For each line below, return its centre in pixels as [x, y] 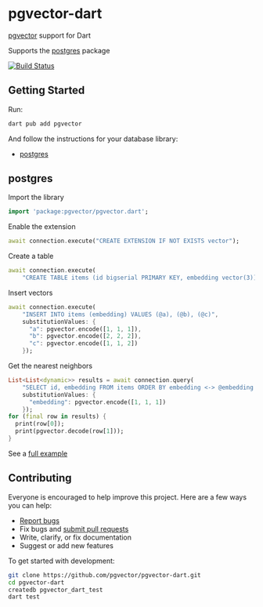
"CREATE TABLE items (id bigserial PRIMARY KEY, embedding [121, 278]
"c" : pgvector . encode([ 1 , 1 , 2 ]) [83, 343]
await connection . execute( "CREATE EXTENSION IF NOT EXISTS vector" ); [124, 241]
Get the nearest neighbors [50, 366]
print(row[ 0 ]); [40, 424]
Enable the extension [42, 227]
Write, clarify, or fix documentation [75, 537]
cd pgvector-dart [36, 582]
